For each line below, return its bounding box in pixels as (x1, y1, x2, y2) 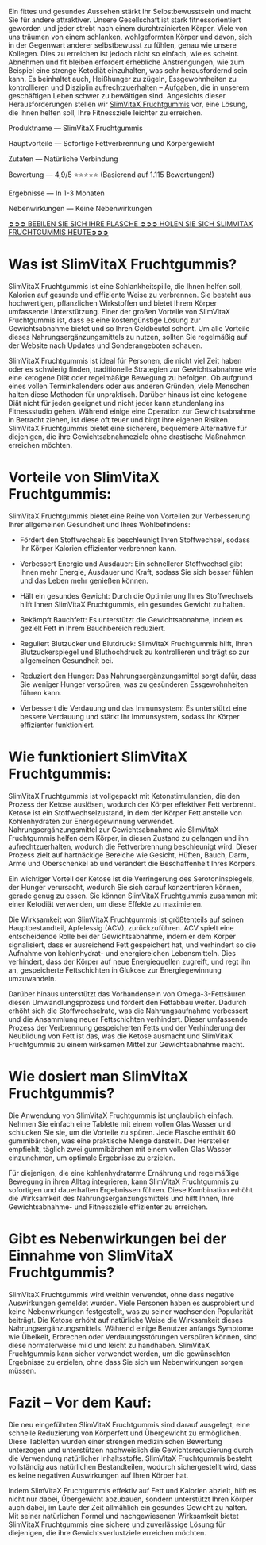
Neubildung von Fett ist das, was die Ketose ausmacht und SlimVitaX (8, 1031, 233, 1041)
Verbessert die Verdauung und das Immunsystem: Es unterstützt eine (19, 703, 248, 713)
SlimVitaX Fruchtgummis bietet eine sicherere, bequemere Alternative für (8, 423, 248, 433)
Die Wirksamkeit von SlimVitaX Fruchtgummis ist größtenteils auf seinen (8, 915, 245, 924)
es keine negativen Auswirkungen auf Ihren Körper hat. (8, 1470, 189, 1480)
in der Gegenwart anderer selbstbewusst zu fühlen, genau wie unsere (8, 40, 237, 50)
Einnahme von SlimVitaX (8, 1246, 174, 1265)
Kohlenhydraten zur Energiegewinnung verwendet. (8, 816, 175, 826)
